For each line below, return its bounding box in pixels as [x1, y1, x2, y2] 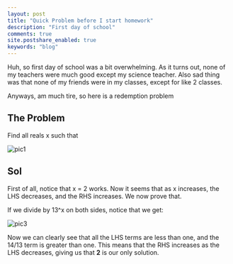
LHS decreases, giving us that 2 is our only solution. [7, 248, 159, 256]
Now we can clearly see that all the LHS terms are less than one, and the [7, 233, 220, 241]
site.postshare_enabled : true [7, 37, 97, 44]
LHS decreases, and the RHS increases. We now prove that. [7, 192, 182, 200]
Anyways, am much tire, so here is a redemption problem [7, 92, 174, 100]
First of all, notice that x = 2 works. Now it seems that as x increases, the [7, 184, 220, 192]
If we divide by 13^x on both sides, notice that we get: [7, 205, 164, 214]
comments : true [7, 30, 52, 38]
